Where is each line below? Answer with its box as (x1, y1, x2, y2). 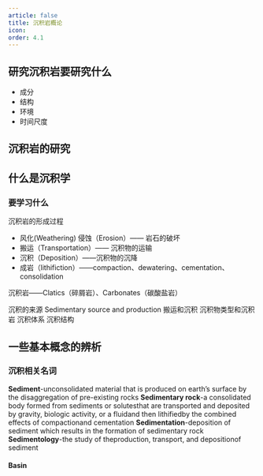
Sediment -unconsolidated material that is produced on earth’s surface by (8, 384, 247, 393)
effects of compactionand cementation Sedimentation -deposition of (8, 418, 232, 427)
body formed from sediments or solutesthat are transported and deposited (8, 400, 250, 410)
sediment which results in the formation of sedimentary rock (8, 425, 204, 435)
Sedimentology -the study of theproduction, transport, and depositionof (8, 434, 242, 444)
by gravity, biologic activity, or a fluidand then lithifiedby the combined (8, 409, 237, 418)
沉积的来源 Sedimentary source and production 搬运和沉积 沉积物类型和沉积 (8, 305, 255, 314)
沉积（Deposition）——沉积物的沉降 (19, 253, 138, 263)
